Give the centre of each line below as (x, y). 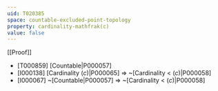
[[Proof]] (20, 52)
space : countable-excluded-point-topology (69, 20)
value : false (26, 33)
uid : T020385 (26, 13)
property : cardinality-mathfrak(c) (58, 26)
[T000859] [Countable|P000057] (64, 65)
